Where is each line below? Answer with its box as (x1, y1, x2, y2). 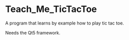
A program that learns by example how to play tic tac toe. (5, 20, 124, 26)
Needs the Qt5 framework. (5, 29, 60, 35)
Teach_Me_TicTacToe (5, 3, 97, 15)
